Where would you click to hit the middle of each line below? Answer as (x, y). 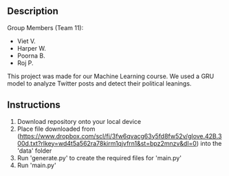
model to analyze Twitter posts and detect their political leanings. (99, 83)
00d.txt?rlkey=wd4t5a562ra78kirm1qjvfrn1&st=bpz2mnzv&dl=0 (107, 143)
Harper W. (31, 48)
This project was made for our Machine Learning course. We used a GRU (111, 76)
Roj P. (25, 63)
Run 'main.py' (36, 165)
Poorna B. (31, 55)
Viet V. (26, 41)
